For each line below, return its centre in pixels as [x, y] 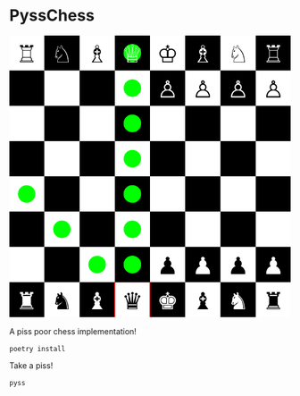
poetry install [37, 349]
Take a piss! [31, 365]
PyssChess [52, 16]
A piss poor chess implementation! [73, 331]
